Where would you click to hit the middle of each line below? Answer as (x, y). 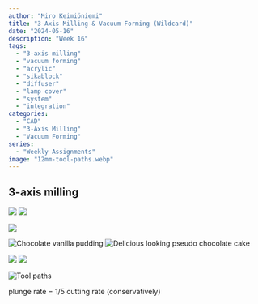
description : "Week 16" (49, 39)
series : (21, 144)
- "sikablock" (39, 76)
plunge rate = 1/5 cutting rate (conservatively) (85, 292)
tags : (17, 46)
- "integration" (43, 106)
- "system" (34, 99)
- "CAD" (29, 122)
